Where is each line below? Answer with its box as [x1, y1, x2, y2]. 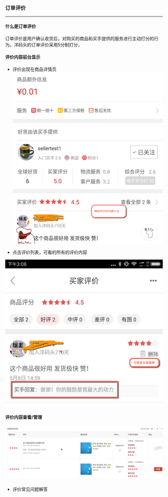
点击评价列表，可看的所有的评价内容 [12, 249, 87, 255]
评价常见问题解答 [12, 486, 48, 492]
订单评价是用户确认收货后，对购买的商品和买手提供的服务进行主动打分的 [5, 35, 154, 41]
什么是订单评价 [5, 23, 36, 29]
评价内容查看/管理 [5, 414, 42, 420]
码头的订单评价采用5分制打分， [18, 42, 82, 48]
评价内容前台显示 [5, 54, 40, 60]
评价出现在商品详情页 [12, 66, 56, 72]
